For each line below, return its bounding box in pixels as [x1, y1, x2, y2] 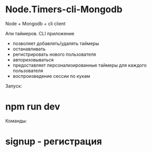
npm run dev [5, 101, 60, 113]
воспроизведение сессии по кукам [12, 73, 91, 79]
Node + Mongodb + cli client [5, 20, 66, 27]
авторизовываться [12, 56, 54, 62]
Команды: [5, 118, 27, 124]
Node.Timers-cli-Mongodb [5, 4, 123, 15]
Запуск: [5, 83, 22, 89]
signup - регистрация [5, 136, 102, 147]
